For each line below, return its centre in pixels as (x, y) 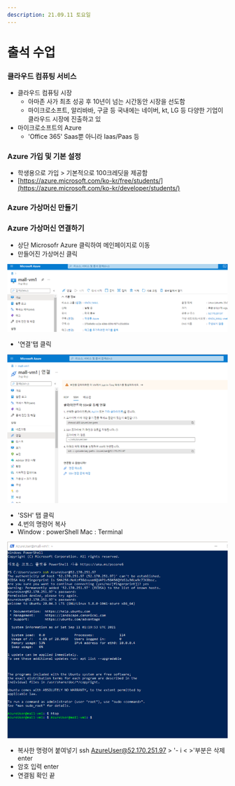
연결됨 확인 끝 (36, 775)
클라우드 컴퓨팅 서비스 (42, 76)
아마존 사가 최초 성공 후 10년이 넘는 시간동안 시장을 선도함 (106, 102)
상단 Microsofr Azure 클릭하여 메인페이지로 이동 (84, 244)
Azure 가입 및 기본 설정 (44, 156)
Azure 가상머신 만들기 (43, 208)
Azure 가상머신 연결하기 (46, 228)
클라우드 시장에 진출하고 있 (64, 119)
